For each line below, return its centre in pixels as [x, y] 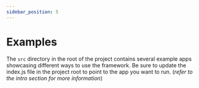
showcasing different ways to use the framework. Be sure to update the [96, 65]
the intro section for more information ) [54, 78]
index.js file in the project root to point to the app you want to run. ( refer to [100, 72]
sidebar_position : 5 [33, 12]
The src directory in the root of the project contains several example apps [99, 59]
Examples [32, 42]
